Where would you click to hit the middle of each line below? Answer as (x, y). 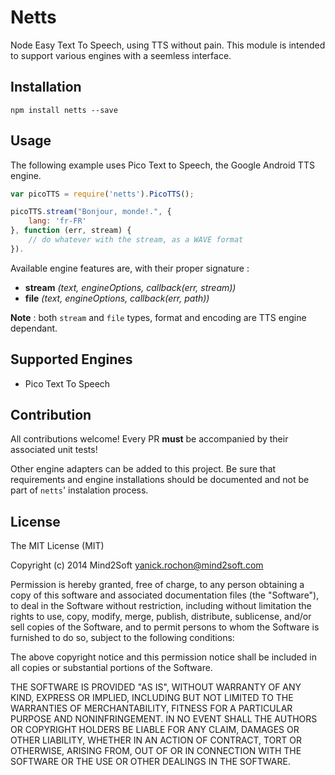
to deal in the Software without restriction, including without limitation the (161, 606)
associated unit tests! (54, 450)
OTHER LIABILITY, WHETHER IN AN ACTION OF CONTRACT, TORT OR (156, 740)
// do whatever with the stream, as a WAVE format (136, 240)
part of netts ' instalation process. (79, 490)
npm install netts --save (64, 110)
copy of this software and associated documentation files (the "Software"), (165, 595)
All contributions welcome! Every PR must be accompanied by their (149, 439)
